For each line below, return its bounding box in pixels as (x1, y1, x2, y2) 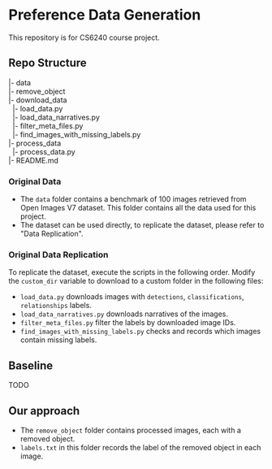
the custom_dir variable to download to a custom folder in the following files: (8, 276, 264, 286)
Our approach (8, 404, 80, 418)
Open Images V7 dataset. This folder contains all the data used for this (19, 203, 257, 213)
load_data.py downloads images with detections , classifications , (19, 292, 245, 302)
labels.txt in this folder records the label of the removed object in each (19, 442, 261, 452)
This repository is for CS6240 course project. (8, 33, 160, 42)
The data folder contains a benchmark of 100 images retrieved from (19, 194, 247, 204)
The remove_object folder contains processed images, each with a (19, 425, 242, 435)
